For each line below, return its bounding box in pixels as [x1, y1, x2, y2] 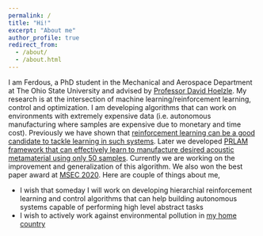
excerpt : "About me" [8, 26, 77, 34]
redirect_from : [8, 41, 59, 49]
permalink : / [8, 11, 51, 20]
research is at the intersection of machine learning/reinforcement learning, [8, 94, 252, 104]
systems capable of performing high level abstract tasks [19, 202, 204, 211]
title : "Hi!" [8, 19, 51, 27]
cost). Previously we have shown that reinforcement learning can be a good [8, 128, 256, 137]
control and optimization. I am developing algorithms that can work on [8, 102, 237, 112]
